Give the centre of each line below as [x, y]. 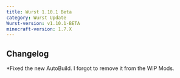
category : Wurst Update [36, 18]
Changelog [28, 53]
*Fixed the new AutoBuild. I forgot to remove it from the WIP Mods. [90, 68]
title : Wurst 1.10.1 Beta [39, 12]
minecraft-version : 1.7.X [39, 29]
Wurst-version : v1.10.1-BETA [43, 23]
